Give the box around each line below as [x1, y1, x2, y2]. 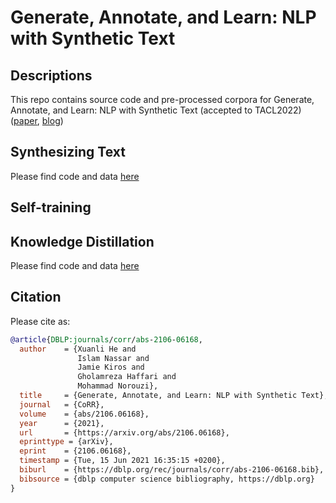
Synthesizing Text [10, 144, 126, 161]
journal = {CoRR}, [19, 399, 105, 410]
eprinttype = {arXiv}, [19, 437, 114, 447]
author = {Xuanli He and [19, 344, 137, 354]
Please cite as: [10, 315, 71, 327]
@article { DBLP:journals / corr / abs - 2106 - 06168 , [10, 334, 203, 345]
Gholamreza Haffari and [77, 372, 177, 382]
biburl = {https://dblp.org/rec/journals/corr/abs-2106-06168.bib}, [19, 465, 325, 475]
